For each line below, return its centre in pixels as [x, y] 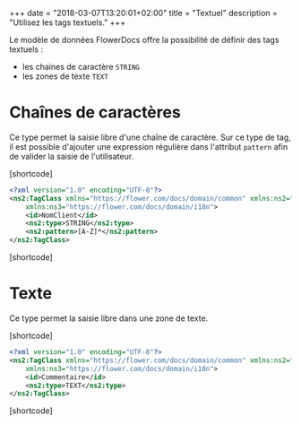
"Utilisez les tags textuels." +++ [68, 22]
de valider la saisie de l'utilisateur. [72, 156]
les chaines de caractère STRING [81, 67]
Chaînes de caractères [95, 112]
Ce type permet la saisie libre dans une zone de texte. [109, 318]
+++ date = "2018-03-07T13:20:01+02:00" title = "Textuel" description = [143, 13]
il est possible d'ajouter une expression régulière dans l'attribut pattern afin [149, 146]
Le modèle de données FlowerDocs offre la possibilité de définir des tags [144, 40]
